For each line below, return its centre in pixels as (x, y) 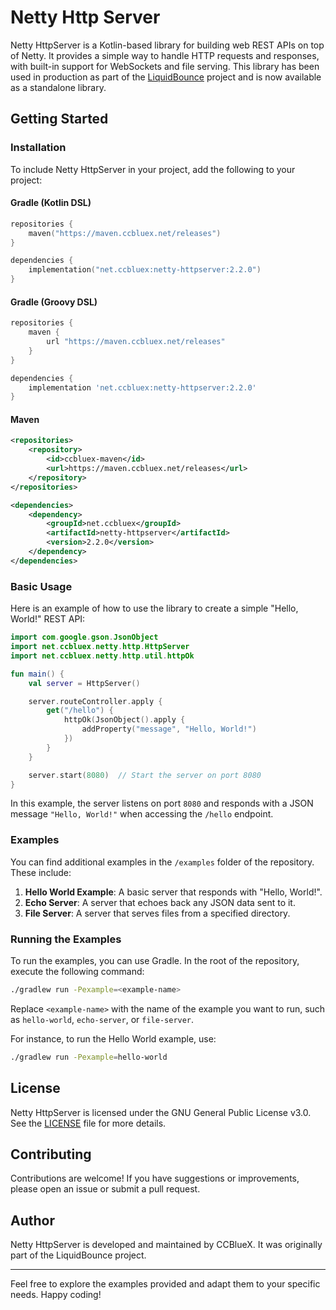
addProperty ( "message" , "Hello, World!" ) (169, 729)
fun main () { (37, 674)
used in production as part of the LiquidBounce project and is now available (166, 77)
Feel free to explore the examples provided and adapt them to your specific (165, 1284)
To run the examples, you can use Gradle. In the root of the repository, (155, 960)
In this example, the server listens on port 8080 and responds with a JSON (162, 803)
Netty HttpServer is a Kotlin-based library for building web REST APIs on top (167, 45)
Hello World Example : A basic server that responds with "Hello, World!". (173, 892)
